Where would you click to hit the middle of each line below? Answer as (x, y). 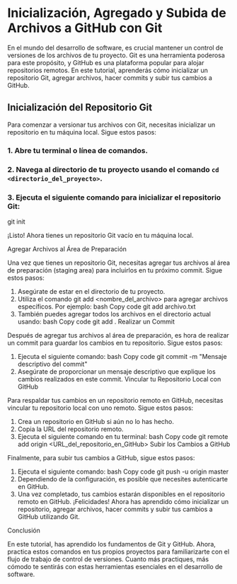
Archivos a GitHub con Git (85, 28)
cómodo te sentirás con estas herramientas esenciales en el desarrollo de (115, 566)
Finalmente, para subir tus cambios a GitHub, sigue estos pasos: (101, 457)
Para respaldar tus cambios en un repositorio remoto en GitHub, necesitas (115, 400)
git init (17, 222)
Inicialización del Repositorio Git (80, 108)
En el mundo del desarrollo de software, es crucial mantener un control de (115, 47)
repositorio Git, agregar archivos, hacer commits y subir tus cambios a (110, 78)
